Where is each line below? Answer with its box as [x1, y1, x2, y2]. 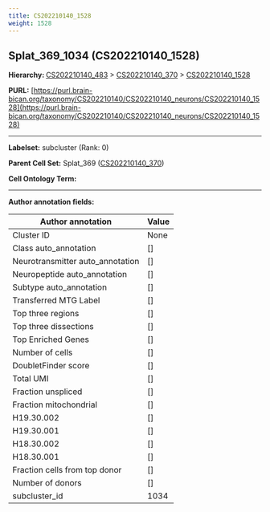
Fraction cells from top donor [12, 465, 122, 476]
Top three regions [12, 308, 80, 319]
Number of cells [12, 347, 73, 358]
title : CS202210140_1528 [8, 11, 92, 20]
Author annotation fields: [8, 197, 95, 207]
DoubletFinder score [12, 360, 90, 372]
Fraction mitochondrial [12, 399, 98, 410]
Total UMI [12, 373, 49, 384]
